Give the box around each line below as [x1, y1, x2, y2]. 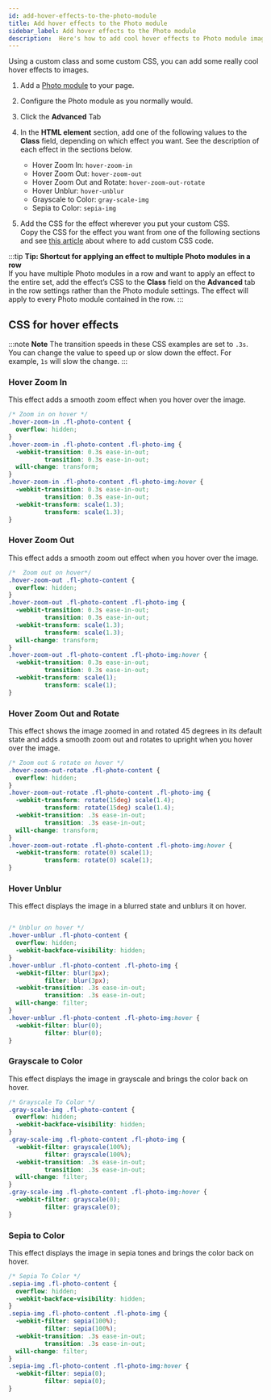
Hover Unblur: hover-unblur [31, 186, 125, 196]
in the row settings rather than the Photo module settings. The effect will [8, 286, 248, 295]
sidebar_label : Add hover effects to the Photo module [8, 27, 197, 35]
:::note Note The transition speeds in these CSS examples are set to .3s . [8, 340, 248, 349]
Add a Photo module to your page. [19, 81, 135, 90]
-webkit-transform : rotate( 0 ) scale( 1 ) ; [15, 849, 153, 857]
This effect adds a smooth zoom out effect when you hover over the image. [8, 553, 259, 562]
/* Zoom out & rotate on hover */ [8, 759, 125, 767]
